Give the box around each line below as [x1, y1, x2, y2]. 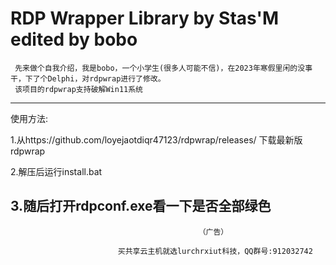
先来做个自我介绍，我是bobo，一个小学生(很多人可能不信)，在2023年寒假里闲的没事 [14, 63, 313, 73]
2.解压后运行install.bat [10, 165, 103, 177]
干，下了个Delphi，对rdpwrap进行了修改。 [10, 73, 166, 84]
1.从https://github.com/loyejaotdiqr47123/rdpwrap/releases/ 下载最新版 [10, 133, 303, 146]
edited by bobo [10, 28, 138, 51]
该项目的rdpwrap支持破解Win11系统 [14, 84, 143, 94]
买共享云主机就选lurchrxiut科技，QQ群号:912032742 [117, 246, 313, 256]
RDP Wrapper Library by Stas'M [10, 7, 280, 30]
